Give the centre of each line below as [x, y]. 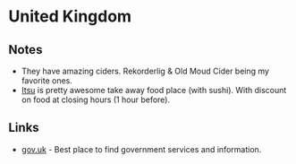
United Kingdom [70, 17]
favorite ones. [47, 81]
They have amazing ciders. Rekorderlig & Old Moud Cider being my [145, 71]
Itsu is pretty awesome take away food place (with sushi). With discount [154, 90]
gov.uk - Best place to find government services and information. [141, 149]
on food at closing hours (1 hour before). [96, 99]
